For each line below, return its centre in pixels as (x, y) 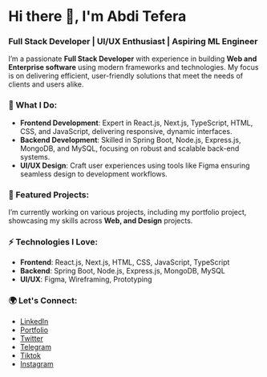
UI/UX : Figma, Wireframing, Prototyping (86, 279)
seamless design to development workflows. (94, 174)
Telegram (36, 347)
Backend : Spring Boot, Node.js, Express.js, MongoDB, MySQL (123, 271)
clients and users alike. (46, 84)
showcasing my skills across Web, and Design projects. (101, 221)
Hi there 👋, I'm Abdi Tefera (97, 16)
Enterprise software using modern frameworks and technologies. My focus (133, 67)
